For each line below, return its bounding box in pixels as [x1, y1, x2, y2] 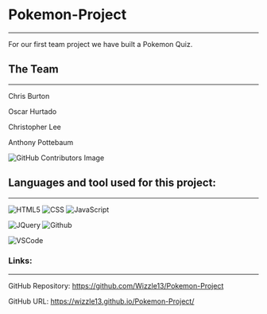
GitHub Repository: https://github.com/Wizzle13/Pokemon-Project [8, 281, 224, 290]
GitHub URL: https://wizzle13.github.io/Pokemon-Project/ [8, 296, 195, 306]
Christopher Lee [8, 122, 61, 131]
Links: [8, 255, 33, 266]
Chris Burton [8, 91, 50, 100]
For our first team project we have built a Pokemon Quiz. [8, 39, 193, 49]
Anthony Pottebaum [8, 137, 74, 147]
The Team [8, 62, 60, 77]
